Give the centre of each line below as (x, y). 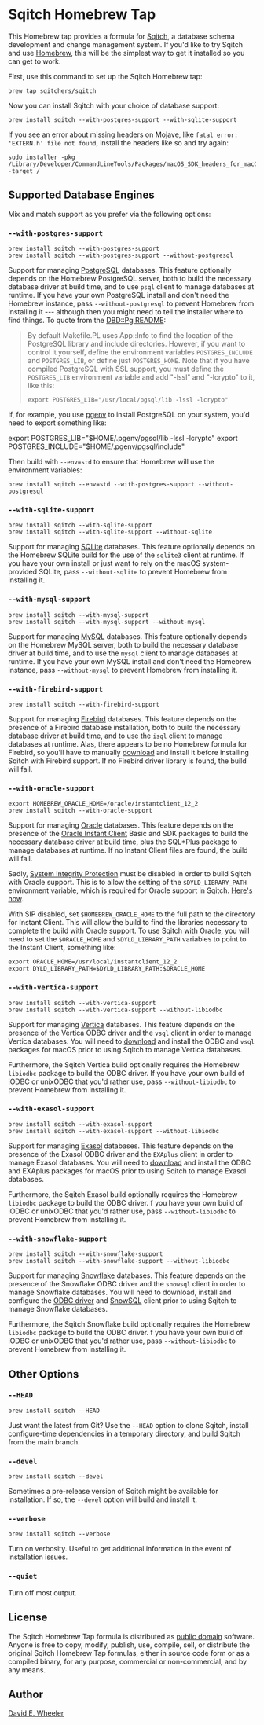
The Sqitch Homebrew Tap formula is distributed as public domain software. (132, 1636)
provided (23, 572)
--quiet (23, 1576)
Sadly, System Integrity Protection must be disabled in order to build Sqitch (130, 874)
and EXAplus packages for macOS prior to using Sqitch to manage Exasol (127, 1171)
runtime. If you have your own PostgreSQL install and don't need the (119, 295)
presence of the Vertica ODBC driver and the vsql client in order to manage (130, 1033)
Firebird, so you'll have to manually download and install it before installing (129, 752)
